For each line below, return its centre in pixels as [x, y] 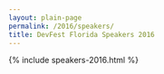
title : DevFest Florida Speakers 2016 [82, 34]
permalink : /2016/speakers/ [62, 26]
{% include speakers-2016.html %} [74, 60]
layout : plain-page [45, 18]
